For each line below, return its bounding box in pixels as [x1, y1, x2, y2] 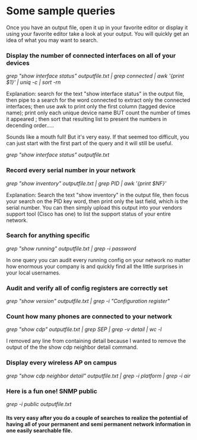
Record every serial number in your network [6, 166, 136, 174]
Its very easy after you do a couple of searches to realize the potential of [6, 414, 188, 421]
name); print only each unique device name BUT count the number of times [6, 109, 191, 117]
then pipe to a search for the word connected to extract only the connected [6, 96, 190, 104]
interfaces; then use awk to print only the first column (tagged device [6, 103, 176, 110]
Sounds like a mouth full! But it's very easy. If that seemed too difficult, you [6, 133, 189, 141]
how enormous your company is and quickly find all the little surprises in [6, 263, 183, 270]
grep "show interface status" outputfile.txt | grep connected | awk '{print [6, 73, 185, 80]
